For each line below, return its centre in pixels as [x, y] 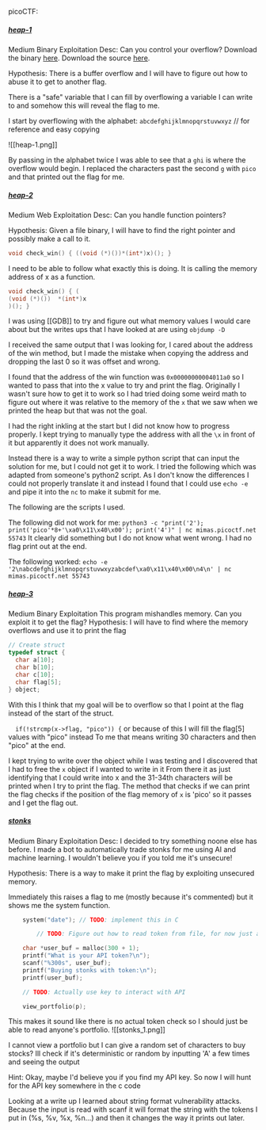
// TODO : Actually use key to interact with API [104, 992]
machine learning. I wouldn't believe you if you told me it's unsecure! [120, 857]
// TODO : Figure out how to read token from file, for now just [145, 934]
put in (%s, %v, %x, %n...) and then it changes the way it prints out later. [127, 1118]
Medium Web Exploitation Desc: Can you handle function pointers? [117, 215]
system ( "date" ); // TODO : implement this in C [101, 920]
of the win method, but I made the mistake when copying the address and [129, 353]
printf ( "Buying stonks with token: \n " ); [90, 970]
